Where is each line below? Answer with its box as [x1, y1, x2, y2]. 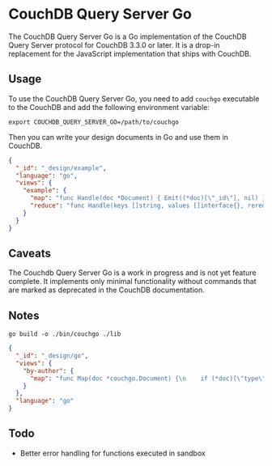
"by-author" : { [23, 366, 74, 375]
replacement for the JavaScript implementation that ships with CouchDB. [8, 49, 252, 58]
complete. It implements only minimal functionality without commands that [8, 277, 257, 286]
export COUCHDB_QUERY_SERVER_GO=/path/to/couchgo [8, 118, 180, 126]
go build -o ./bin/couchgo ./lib [8, 330, 121, 338]
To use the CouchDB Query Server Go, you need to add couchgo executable [8, 94, 260, 104]
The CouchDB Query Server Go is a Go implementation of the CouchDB [8, 32, 247, 41]
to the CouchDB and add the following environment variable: [8, 102, 210, 112]
